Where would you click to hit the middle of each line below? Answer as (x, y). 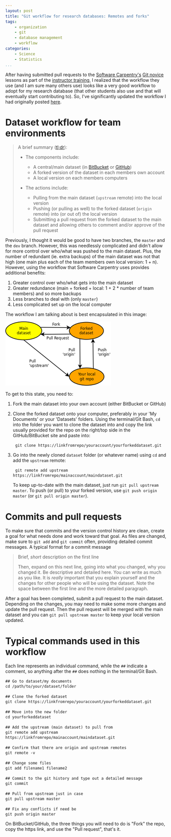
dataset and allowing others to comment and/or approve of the (99, 225)
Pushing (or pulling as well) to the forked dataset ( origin (92, 209)
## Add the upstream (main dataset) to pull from (59, 728)
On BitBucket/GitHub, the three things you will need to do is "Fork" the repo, (85, 824)
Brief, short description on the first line (58, 557)
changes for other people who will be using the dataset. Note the (86, 583)
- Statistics (28, 59)
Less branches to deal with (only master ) (55, 299)
